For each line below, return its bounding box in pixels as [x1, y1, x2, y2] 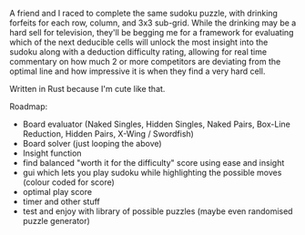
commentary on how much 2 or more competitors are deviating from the [9, 56, 281, 66]
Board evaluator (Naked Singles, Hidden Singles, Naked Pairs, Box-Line [22, 118, 291, 129]
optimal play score [22, 187, 93, 197]
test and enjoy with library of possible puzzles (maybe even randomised [22, 206, 293, 217]
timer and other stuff [22, 196, 100, 207]
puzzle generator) [22, 216, 91, 226]
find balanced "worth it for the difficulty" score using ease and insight [22, 158, 285, 168]
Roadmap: [9, 101, 48, 112]
